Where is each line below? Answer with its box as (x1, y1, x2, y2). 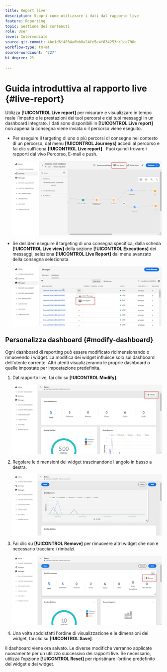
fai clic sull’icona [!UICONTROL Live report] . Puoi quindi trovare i (12, 146, 147, 152)
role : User (5, 29, 28, 34)
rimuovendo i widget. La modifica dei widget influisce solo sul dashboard (5, 354, 155, 360)
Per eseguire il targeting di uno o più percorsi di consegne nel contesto (12, 135, 158, 141)
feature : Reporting (5, 18, 46, 23)
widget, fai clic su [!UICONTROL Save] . (12, 636, 93, 642)
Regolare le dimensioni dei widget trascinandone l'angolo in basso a (12, 459, 152, 465)
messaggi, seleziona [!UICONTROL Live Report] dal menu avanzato (12, 251, 152, 257)
